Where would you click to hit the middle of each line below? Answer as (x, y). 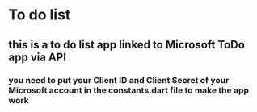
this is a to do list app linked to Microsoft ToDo (126, 45)
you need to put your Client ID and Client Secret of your (119, 80)
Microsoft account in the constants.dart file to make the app (128, 90)
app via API (38, 57)
